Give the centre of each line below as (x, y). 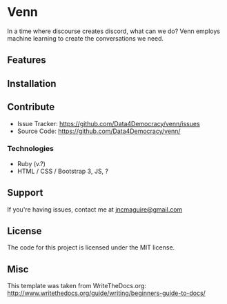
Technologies (30, 149)
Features (27, 60)
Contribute (31, 107)
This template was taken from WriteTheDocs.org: (77, 286)
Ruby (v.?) (31, 163)
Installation (32, 83)
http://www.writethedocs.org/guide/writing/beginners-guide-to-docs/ (106, 293)
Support (25, 193)
